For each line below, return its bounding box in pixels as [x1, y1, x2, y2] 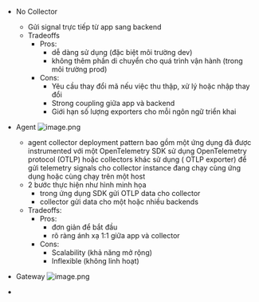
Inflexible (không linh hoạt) [51, 257, 139, 265]
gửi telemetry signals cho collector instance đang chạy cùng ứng [27, 163, 241, 172]
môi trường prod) [51, 65, 108, 74]
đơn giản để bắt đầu [51, 222, 118, 232]
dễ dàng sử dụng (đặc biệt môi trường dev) [51, 48, 193, 57]
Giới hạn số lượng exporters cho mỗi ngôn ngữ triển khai [51, 107, 237, 116]
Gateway [15, 272, 45, 281]
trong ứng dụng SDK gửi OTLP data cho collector [39, 189, 201, 198]
